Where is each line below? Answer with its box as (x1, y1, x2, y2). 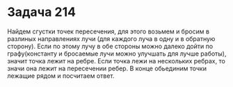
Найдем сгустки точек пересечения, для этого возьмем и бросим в (7, 27, 210, 35)
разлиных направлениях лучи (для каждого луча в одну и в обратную (7, 34, 216, 42)
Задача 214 (7, 4, 77, 20)
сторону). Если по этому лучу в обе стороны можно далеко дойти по (7, 42, 214, 50)
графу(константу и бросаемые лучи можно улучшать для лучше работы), (7, 49, 227, 58)
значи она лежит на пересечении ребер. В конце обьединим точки (7, 64, 207, 72)
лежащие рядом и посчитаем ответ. (7, 71, 115, 80)
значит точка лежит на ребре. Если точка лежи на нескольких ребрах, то (7, 56, 226, 65)
